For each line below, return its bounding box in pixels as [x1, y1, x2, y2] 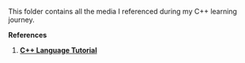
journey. [8, 15, 35, 24]
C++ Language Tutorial [19, 46, 97, 54]
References [8, 31, 47, 39]
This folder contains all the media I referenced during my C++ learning [8, 7, 237, 16]
